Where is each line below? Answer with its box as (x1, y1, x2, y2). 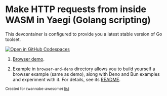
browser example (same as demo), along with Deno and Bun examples (12, 71, 160, 77)
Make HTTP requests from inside (5, 4, 147, 15)
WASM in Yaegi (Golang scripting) (5, 14, 151, 26)
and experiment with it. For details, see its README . (12, 76, 121, 82)
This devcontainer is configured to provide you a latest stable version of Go (5, 31, 162, 37)
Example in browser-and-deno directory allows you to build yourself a (12, 66, 155, 72)
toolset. (5, 36, 21, 42)
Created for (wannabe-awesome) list (5, 86, 69, 91)
